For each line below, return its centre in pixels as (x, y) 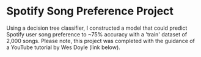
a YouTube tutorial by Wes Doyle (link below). (63, 47)
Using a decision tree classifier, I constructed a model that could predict (97, 28)
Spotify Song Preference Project (90, 11)
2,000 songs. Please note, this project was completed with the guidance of (101, 41)
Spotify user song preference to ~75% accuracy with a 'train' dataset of (97, 34)
